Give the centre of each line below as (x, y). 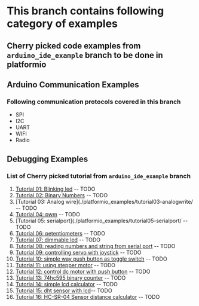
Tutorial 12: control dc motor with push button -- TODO (83, 271)
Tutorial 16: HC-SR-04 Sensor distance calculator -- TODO (88, 296)
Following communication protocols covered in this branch (94, 102)
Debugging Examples (48, 159)
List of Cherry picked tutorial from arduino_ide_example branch (99, 176)
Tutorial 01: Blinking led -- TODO (55, 189)
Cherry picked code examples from (74, 46)
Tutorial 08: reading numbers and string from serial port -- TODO (95, 246)
